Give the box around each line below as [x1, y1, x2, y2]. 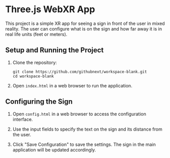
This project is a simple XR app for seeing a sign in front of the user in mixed [5, 20, 165, 26]
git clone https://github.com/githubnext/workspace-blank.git [12, 69, 147, 74]
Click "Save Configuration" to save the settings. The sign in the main [12, 141, 156, 147]
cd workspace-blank [12, 74, 54, 79]
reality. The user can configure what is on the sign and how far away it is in [5, 25, 162, 31]
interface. [12, 116, 33, 122]
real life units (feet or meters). [5, 31, 67, 37]
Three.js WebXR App [5, 4, 95, 15]
